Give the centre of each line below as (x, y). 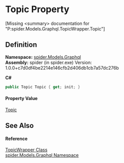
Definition (21, 45)
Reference (16, 139)
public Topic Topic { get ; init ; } (43, 87)
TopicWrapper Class (26, 150)
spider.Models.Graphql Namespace (42, 155)
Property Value (22, 99)
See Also (19, 126)
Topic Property (37, 9)
